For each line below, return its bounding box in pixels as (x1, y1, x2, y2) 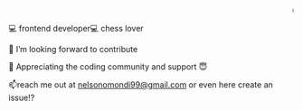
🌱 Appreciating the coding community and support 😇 (8, 61, 208, 72)
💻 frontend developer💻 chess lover (8, 23, 144, 33)
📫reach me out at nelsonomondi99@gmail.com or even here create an (8, 79, 273, 90)
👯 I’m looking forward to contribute (8, 44, 138, 54)
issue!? (8, 92, 35, 103)
